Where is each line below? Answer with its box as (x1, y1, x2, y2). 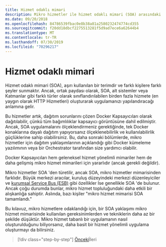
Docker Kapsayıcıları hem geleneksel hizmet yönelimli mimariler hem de (5, 154, 152, 160)
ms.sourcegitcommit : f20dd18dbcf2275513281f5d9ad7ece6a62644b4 (5, 26, 139, 31)
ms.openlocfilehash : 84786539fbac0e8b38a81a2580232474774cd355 (5, 21, 139, 26)
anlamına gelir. (5, 103, 35, 110)
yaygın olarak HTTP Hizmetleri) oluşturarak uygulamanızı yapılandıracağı (5, 98, 154, 104)
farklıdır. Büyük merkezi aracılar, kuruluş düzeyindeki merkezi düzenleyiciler (5, 175, 161, 181)
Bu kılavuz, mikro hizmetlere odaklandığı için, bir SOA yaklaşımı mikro (5, 205, 147, 212)
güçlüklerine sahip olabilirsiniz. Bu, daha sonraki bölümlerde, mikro (5, 134, 142, 140)
